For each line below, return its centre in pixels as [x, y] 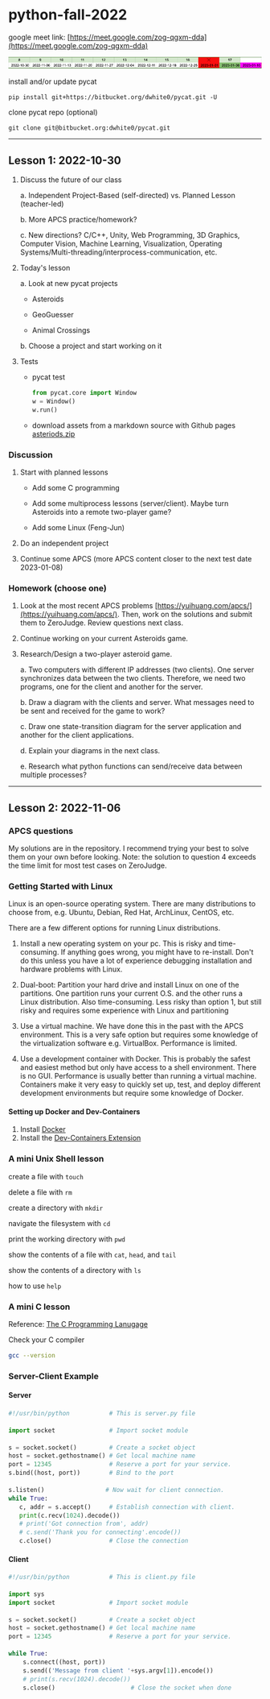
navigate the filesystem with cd [59, 1223]
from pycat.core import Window [84, 393]
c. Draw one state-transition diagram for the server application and [131, 727]
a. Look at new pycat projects [69, 284]
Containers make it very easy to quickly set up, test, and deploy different [140, 1084]
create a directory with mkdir [56, 1208]
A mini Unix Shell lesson [56, 1159]
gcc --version [32, 1356]
